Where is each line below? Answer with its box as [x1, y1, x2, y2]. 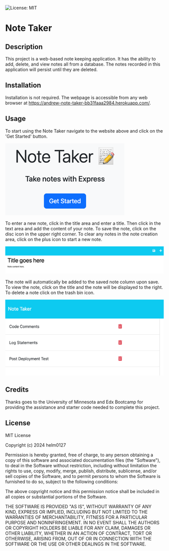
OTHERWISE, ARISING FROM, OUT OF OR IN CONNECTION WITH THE [5, 535, 152, 541]
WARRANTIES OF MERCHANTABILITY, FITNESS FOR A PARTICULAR [5, 514, 147, 520]
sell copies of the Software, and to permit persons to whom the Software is [5, 473, 161, 479]
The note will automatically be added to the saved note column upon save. [5, 279, 159, 285]
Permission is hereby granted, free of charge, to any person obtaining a [5, 452, 153, 458]
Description [5, 42, 43, 51]
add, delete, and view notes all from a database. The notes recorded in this [5, 61, 161, 67]
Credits [5, 386, 29, 394]
